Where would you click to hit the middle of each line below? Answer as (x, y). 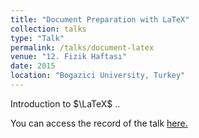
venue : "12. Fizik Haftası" (69, 57)
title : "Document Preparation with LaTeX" (100, 19)
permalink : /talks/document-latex (82, 47)
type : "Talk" (37, 38)
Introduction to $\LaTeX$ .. (65, 103)
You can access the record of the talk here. (99, 123)
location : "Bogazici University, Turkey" (98, 76)
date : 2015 (33, 66)
